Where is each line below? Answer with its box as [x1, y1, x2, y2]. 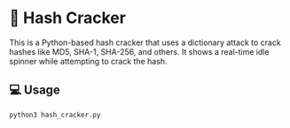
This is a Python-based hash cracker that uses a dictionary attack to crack [9, 37, 281, 48]
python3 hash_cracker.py [9, 110, 101, 119]
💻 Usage [9, 83, 60, 98]
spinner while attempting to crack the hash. [9, 56, 168, 66]
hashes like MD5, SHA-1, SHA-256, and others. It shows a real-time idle [9, 46, 270, 56]
